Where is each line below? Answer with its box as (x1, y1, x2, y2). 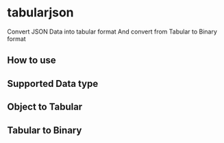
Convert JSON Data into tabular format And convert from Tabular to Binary (7, 27, 218, 36)
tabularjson (7, 5, 74, 21)
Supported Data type (7, 77, 99, 90)
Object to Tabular (7, 101, 83, 113)
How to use (7, 55, 56, 66)
